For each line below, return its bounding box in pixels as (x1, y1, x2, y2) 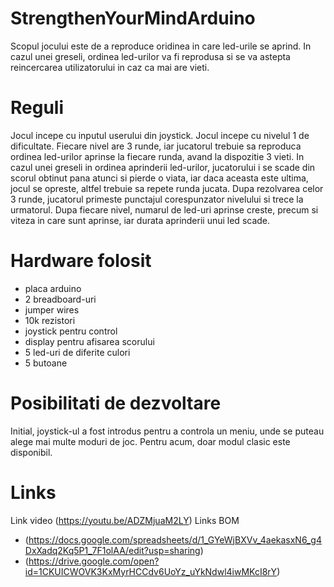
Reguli (10, 97, 65, 119)
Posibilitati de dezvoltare (10, 392, 222, 414)
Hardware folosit (10, 250, 152, 272)
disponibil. (10, 446, 53, 458)
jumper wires (24, 303, 80, 316)
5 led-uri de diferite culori (24, 346, 131, 358)
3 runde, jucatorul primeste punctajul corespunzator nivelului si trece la (10, 193, 304, 205)
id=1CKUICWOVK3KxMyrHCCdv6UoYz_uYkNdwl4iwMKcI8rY (24, 565, 278, 577)
